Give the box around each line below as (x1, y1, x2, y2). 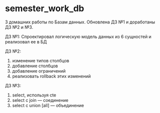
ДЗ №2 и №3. (5, 24, 33, 30)
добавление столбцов (12, 63, 58, 69)
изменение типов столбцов (12, 57, 69, 63)
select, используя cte (12, 92, 57, 98)
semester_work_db (5, 3, 84, 14)
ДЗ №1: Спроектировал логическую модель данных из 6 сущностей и (5, 34, 152, 39)
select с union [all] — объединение (12, 102, 84, 108)
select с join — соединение (12, 97, 69, 103)
